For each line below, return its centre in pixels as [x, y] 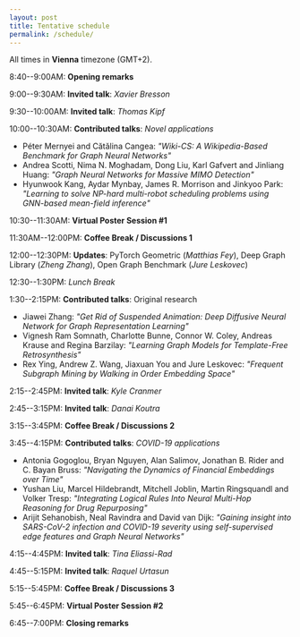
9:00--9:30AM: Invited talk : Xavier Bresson [90, 94]
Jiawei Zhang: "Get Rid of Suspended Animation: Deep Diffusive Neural [154, 317]
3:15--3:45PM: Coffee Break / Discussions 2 [92, 426]
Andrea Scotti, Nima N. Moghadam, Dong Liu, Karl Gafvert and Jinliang [153, 166]
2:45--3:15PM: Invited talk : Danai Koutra [85, 409]
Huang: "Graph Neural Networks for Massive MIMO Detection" [138, 174]
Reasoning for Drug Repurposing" [85, 508]
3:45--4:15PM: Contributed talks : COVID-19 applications [115, 443]
